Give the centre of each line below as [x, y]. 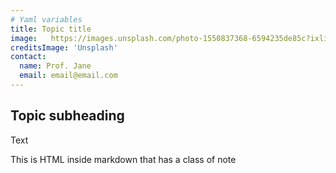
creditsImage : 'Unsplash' [64, 47]
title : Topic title [51, 29]
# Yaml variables [46, 19]
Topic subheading [67, 116]
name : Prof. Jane [55, 66]
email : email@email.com [68, 76]
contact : [28, 57]
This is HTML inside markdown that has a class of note [123, 159]
